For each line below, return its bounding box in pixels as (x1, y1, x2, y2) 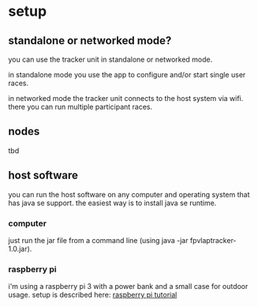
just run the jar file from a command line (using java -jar (8, 235, 189, 245)
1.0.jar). (8, 244, 32, 253)
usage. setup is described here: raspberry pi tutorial (8, 290, 178, 300)
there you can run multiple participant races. (8, 102, 152, 111)
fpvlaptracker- (189, 235, 237, 245)
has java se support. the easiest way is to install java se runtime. (8, 198, 217, 208)
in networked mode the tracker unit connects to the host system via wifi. (8, 94, 244, 103)
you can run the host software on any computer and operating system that (8, 189, 250, 199)
